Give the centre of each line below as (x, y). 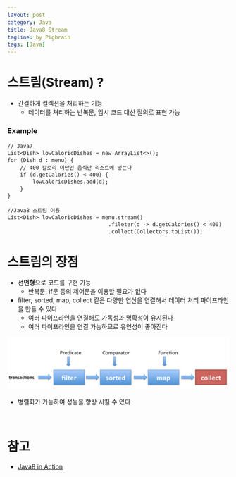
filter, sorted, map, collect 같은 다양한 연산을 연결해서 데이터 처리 (108, 300)
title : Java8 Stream (38, 30)
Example (23, 130)
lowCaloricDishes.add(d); (71, 182)
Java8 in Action (40, 467)
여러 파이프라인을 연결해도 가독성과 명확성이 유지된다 (101, 318)
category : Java (30, 22)
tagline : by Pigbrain (39, 37)
